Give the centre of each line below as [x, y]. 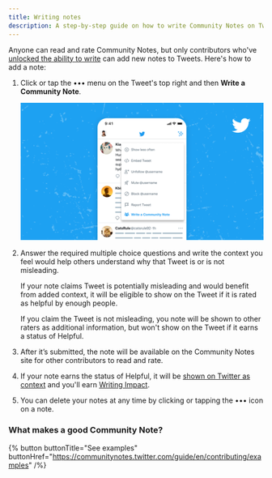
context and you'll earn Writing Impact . [85, 385]
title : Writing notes [45, 17]
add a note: [28, 67]
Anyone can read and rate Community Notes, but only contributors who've [133, 49]
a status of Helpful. [52, 336]
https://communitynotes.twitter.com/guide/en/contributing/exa [157, 456]
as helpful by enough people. [69, 303]
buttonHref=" [31, 456]
